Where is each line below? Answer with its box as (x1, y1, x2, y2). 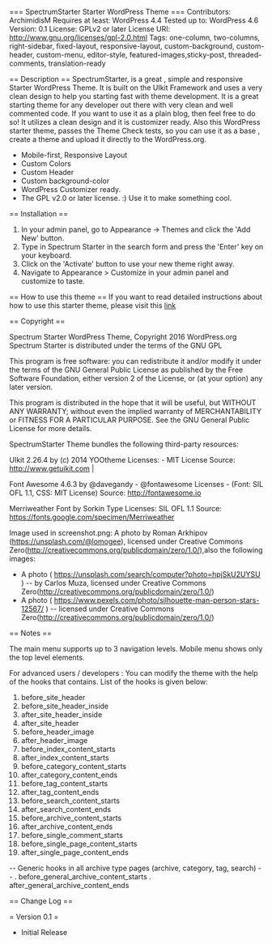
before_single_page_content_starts (20, 839, 138, 848)
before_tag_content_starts (20, 779, 108, 788)
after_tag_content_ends (20, 788, 100, 797)
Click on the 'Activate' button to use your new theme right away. (20, 259, 235, 268)
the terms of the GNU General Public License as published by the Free (9, 365, 244, 374)
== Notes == (9, 628, 52, 638)
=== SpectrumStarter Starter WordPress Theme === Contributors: (9, 7, 232, 16)
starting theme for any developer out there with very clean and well (9, 100, 234, 109)
